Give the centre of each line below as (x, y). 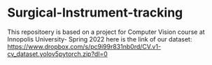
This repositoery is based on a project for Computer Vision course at (106, 32)
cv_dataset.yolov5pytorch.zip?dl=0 (58, 54)
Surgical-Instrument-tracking (95, 13)
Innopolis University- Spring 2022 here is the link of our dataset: (100, 39)
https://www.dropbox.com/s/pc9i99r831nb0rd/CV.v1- (84, 46)
